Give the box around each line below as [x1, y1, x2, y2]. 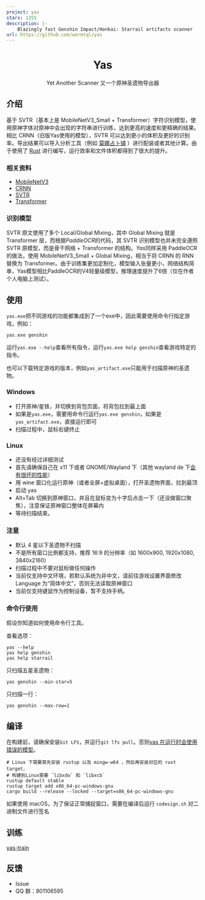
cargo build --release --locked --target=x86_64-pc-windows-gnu [6, 788, 174, 795]
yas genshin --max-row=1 [6, 703, 70, 709]
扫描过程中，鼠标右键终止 [15, 425, 80, 433]
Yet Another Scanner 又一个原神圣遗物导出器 [46, 79, 160, 86]
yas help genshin [6, 650, 51, 656]
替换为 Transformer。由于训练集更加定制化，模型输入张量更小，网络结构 [6, 260, 190, 267]
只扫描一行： [6, 690, 39, 698]
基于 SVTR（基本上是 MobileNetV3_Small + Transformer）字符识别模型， [6, 116, 191, 123]
